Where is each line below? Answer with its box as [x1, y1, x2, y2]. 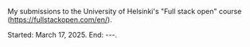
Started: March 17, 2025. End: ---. [7, 31, 118, 39]
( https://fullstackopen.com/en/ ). [7, 15, 112, 24]
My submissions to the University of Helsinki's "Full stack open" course [7, 7, 242, 16]
